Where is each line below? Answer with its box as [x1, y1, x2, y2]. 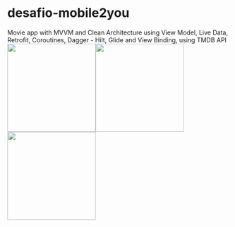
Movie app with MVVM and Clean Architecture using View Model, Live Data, [7, 28, 228, 37]
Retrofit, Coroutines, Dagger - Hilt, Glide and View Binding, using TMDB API [7, 35, 227, 44]
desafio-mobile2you [7, 5, 130, 21]
